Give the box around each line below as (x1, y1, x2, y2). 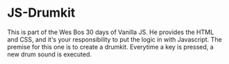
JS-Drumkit (7, 5, 76, 21)
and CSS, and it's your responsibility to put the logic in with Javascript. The (7, 35, 222, 43)
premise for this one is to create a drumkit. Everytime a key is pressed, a (7, 42, 214, 51)
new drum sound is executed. (7, 50, 92, 58)
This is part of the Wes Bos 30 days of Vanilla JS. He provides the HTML (7, 28, 214, 36)
